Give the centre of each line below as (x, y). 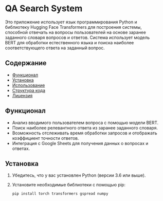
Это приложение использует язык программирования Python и (71, 22)
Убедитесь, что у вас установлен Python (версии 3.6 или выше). (79, 175)
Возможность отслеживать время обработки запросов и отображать (84, 133)
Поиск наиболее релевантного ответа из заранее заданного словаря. (85, 128)
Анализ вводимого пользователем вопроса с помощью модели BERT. (85, 123)
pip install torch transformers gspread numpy (60, 194)
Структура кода (28, 90)
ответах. (21, 148)
